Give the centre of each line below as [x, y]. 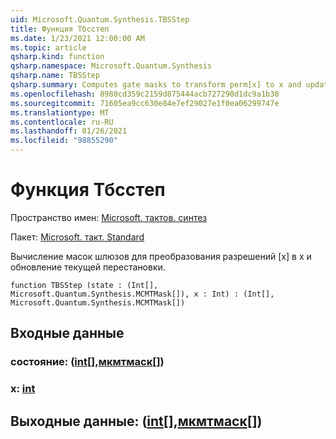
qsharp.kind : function [57, 57]
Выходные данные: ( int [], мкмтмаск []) [136, 421]
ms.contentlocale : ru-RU [62, 122]
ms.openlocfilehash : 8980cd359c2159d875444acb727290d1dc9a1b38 [145, 94]
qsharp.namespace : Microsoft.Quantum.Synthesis [111, 66]
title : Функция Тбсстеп [60, 29]
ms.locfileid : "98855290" [64, 141]
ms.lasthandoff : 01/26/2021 [69, 131]
